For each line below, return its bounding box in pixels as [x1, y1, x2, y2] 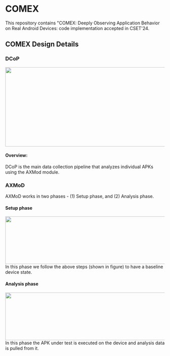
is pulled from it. [5, 345, 39, 351]
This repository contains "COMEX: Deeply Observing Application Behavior [5, 20, 160, 26]
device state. [5, 269, 32, 275]
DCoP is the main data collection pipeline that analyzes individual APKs [5, 164, 153, 170]
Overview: [5, 152, 28, 158]
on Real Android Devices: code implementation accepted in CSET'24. [5, 25, 150, 31]
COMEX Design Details [5, 40, 79, 49]
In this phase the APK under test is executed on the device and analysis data [5, 340, 165, 346]
